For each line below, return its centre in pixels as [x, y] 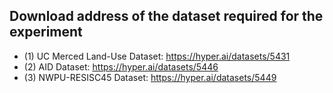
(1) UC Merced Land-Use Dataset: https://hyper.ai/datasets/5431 [157, 56]
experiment [46, 32]
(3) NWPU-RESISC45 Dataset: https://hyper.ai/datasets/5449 [150, 77]
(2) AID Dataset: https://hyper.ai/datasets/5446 [121, 66]
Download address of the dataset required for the [166, 16]
